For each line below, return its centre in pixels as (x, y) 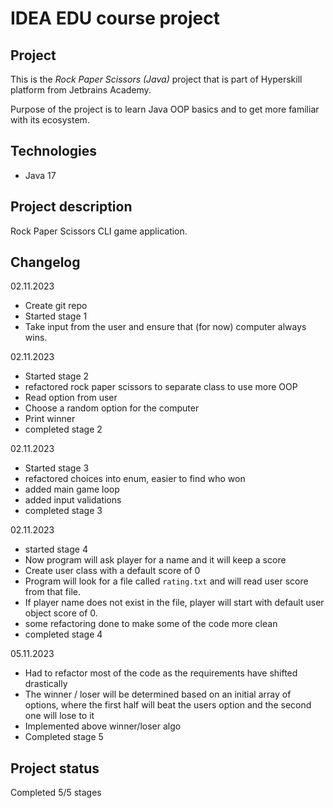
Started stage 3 (57, 468)
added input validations (73, 500)
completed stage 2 (63, 429)
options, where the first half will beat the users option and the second (168, 705)
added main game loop (72, 489)
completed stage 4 (63, 634)
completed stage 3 (63, 511)
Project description (71, 207)
